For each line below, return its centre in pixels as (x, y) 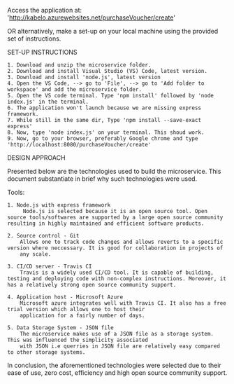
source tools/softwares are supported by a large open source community (115, 217)
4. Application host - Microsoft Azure (65, 297)
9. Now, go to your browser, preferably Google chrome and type (103, 139)
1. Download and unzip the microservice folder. (79, 65)
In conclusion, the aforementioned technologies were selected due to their (114, 365)
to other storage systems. (46, 352)
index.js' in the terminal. (48, 102)
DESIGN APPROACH (36, 158)
